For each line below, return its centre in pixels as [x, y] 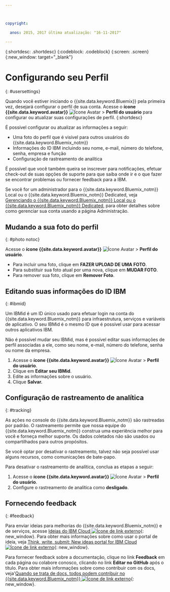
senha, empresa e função [39, 154]
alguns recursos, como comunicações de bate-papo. [61, 457]
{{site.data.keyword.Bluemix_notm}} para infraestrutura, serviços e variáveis [85, 319]
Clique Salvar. [27, 382]
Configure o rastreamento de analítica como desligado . [71, 487]
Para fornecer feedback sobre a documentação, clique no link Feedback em [85, 557]
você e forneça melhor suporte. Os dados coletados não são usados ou [80, 436]
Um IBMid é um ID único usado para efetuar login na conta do [70, 314]
